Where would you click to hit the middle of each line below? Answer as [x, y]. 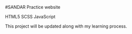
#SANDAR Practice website [33, 7]
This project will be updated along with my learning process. [66, 26]
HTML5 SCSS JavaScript [30, 17]
